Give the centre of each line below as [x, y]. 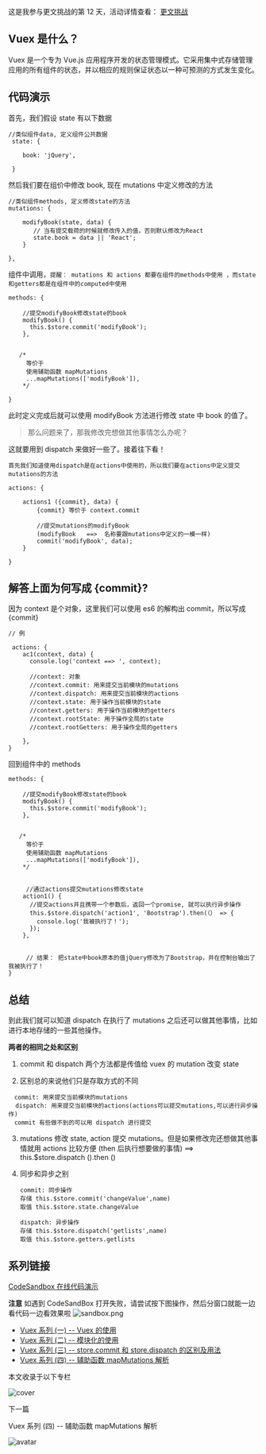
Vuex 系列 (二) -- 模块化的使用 [69, 1340]
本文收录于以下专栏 [40, 1377]
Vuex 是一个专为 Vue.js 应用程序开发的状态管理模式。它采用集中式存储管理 [131, 60]
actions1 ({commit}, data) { [71, 502]
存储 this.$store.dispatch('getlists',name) [93, 1231]
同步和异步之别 [44, 1174]
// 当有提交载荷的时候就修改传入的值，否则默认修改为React [118, 230]
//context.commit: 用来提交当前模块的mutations [104, 686]
